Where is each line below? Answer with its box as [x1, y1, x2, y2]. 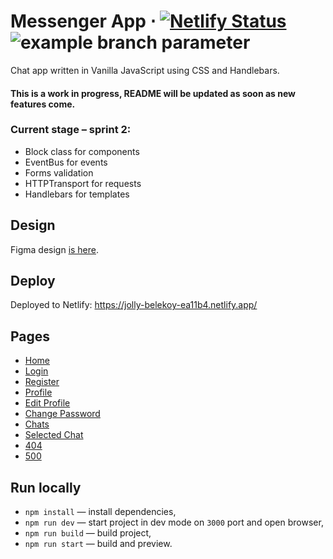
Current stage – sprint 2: [10, 123, 132, 137]
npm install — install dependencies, [24, 506, 177, 518]
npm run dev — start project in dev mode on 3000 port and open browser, [24, 516, 324, 529]
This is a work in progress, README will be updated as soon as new [10, 87, 296, 99]
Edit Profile [24, 397, 71, 409]
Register [24, 376, 60, 388]
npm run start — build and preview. [24, 538, 173, 550]
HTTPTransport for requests [24, 177, 142, 189]
